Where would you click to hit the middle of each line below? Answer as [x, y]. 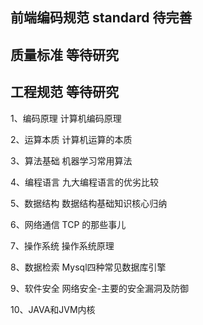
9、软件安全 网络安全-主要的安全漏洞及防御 [100, 288]
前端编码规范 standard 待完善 [101, 18]
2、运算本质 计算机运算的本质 [71, 139]
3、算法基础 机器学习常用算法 [71, 160]
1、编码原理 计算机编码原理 [66, 118]
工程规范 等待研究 [64, 92]
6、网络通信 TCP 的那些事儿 [68, 224]
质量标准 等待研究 [64, 54]
